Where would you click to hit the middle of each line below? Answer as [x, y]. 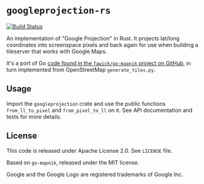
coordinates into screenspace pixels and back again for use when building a [102, 45]
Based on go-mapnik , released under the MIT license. [73, 162]
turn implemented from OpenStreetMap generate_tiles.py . [81, 70]
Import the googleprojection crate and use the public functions [86, 103]
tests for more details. [34, 116]
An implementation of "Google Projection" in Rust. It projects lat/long [93, 38]
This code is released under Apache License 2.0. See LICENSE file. [89, 150]
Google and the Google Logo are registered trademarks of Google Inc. [95, 174]
